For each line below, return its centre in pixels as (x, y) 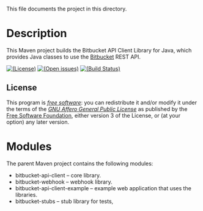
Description (37, 34)
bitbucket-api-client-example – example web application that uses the (103, 188)
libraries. (26, 195)
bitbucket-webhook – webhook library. (64, 182)
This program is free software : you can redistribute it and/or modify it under (102, 102)
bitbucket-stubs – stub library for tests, (64, 201)
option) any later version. (38, 122)
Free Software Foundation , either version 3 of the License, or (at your (94, 115)
